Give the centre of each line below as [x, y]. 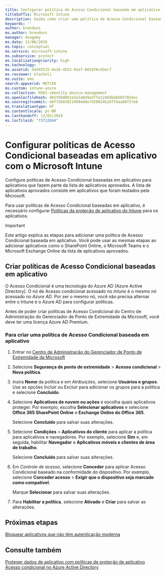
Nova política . [27, 372]
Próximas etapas [31, 523]
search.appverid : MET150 [31, 83]
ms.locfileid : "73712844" [32, 120]
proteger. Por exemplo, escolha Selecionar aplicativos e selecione [80, 407]
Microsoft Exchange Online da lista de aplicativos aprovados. [67, 251]
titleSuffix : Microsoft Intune [37, 14]
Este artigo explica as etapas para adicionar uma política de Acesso [74, 235]
